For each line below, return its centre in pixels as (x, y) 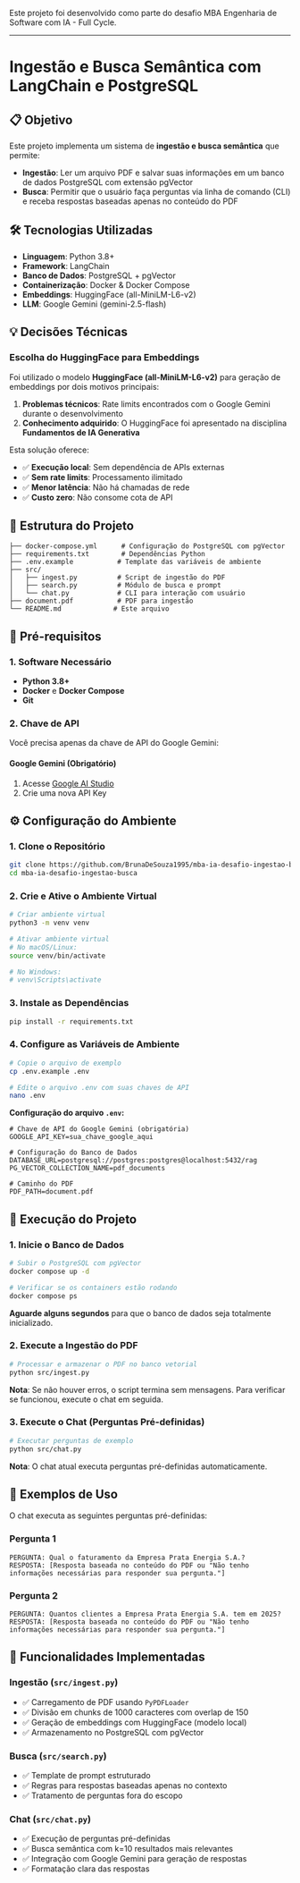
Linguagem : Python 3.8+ (68, 256)
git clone (28, 865)
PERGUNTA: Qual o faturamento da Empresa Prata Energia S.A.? (127, 1558)
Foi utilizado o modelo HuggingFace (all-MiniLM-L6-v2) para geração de (145, 377)
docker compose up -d (50, 1271)
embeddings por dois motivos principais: (84, 386)
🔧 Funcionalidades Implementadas (107, 1657)
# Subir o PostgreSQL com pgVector (75, 1263)
